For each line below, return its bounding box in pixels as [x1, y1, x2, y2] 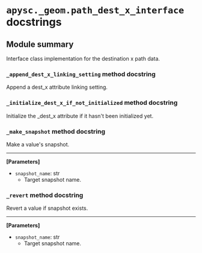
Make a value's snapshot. [6, 140, 70, 148]
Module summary [6, 39, 74, 49]
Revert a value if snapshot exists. [6, 204, 88, 212]
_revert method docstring [6, 191, 84, 199]
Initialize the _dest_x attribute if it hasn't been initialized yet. [6, 112, 154, 119]
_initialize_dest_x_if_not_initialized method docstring [6, 98, 178, 107]
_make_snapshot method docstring [6, 127, 106, 135]
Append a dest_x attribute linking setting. [6, 83, 108, 91]
